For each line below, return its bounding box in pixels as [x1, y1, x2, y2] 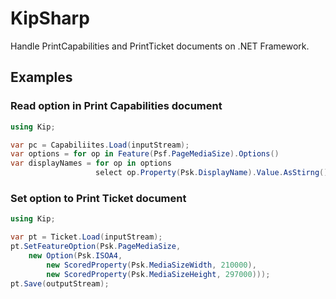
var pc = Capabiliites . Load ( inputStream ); [10, 140, 190, 150]
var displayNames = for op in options [10, 158, 172, 169]
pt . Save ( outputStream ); [10, 278, 110, 289]
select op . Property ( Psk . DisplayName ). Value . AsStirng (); [95, 168, 333, 178]
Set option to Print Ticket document [10, 191, 187, 205]
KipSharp [10, 7, 90, 30]
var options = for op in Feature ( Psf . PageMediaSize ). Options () [10, 149, 280, 159]
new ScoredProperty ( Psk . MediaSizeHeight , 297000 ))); [46, 269, 271, 279]
